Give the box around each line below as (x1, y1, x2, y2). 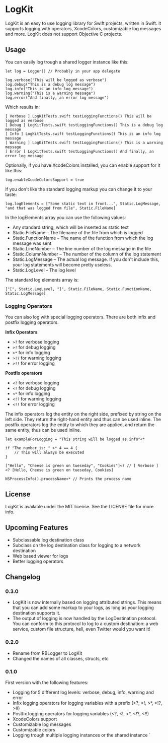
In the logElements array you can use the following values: (5, 214, 126, 220)
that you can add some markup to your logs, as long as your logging (12, 604, 154, 611)
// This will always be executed (14, 450, 85, 455)
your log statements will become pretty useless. (12, 261, 112, 267)
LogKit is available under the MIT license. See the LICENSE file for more (5, 503, 154, 509)
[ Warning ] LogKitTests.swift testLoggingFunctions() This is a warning (5, 140, 163, 145)
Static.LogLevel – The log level (12, 267, 76, 273)
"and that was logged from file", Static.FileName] (5, 206, 116, 211)
